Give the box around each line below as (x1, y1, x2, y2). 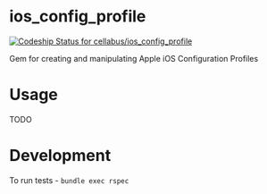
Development (9, 146, 112, 166)
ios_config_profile (9, 6, 146, 27)
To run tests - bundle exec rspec (9, 174, 129, 185)
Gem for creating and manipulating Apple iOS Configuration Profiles (9, 53, 259, 63)
